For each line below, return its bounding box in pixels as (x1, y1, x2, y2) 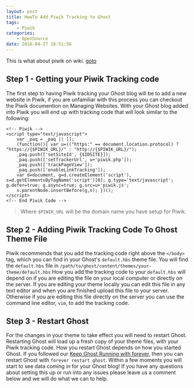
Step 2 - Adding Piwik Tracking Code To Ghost (6, 225, 178, 235)
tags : (6, 19, 19, 25)
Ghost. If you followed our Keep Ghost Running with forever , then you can (6, 351, 183, 358)
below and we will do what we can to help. (6, 375, 108, 382)
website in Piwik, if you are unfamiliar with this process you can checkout (6, 96, 182, 103)
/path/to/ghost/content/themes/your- (60, 263, 152, 269)
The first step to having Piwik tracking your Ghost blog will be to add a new (6, 90, 187, 97)
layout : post (6, 8, 38, 15)
